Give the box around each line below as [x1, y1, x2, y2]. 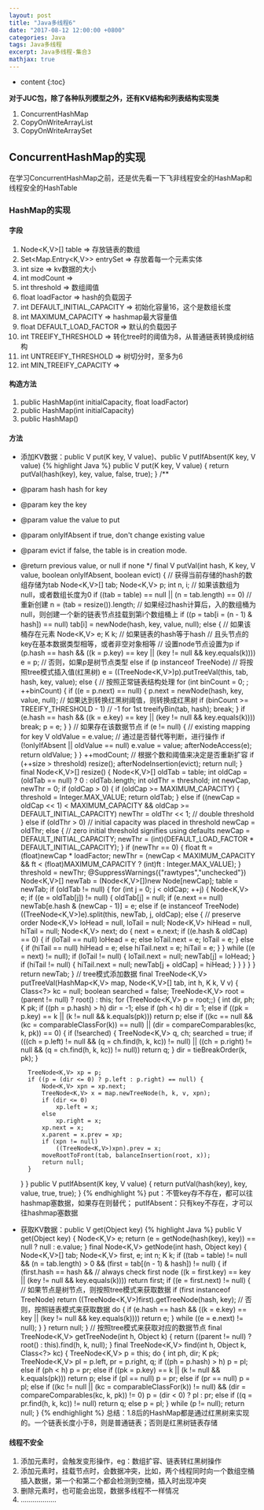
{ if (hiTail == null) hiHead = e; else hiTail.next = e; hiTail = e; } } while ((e [20, 943, 255, 953]
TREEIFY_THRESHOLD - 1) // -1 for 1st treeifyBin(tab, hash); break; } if [20, 705, 246, 714]
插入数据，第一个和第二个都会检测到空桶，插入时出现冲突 [20, 1476, 207, 1486]
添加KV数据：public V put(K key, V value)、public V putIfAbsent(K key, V [20, 452, 256, 462]
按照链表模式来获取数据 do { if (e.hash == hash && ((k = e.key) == [34, 1305, 247, 1315]
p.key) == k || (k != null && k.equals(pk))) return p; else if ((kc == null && [20, 1012, 254, 1021]
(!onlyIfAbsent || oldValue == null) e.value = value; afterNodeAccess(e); [20, 741, 252, 750]
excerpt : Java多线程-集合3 [9, 48, 91, 56]
